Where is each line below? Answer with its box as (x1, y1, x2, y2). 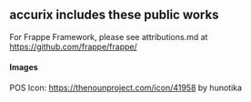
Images (9, 62, 38, 73)
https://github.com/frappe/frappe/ (9, 41, 138, 52)
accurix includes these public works (9, 7, 219, 23)
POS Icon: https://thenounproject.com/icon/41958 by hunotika (9, 82, 243, 94)
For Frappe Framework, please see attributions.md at (9, 31, 208, 42)
